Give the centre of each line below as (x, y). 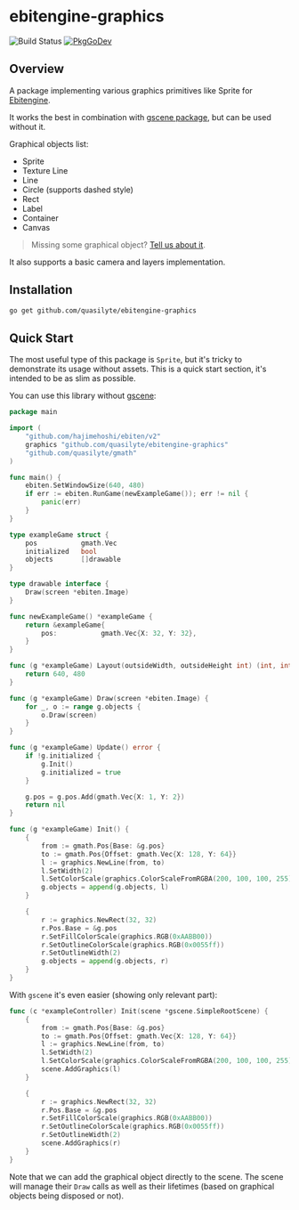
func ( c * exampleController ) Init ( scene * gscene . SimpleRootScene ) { (139, 1011)
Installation (41, 290)
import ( (25, 428)
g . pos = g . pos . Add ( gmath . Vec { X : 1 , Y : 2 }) (105, 797)
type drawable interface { (59, 584)
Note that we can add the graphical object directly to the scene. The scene (146, 1176)
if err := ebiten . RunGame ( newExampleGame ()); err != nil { (137, 494)
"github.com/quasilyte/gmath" (81, 453)
